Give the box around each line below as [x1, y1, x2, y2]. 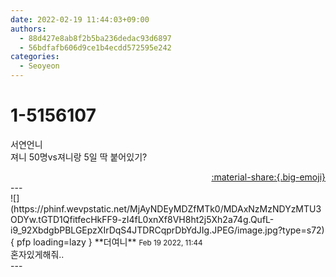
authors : [10, 24, 47, 34]
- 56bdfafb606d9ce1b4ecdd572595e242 [19, 42, 172, 53]
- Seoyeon [19, 61, 60, 71]
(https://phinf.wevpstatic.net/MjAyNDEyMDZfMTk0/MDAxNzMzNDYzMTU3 [10, 202, 322, 215]
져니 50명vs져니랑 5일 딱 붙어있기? [10, 151, 148, 163]
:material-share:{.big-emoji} [211, 171, 326, 183]
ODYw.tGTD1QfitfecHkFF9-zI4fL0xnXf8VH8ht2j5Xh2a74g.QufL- [10, 213, 275, 225]
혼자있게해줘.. [10, 248, 65, 260]
